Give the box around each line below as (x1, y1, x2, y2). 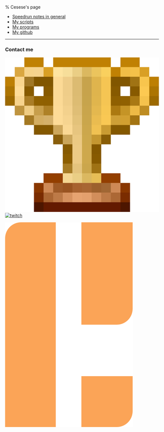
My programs (12, 24, 40, 30)
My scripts (12, 19, 34, 25)
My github (12, 29, 33, 35)
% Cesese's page (5, 4, 41, 10)
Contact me (5, 46, 34, 53)
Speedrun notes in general (12, 14, 66, 19)
